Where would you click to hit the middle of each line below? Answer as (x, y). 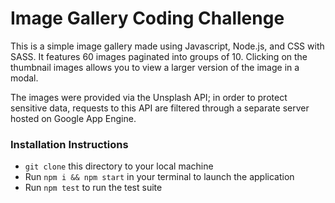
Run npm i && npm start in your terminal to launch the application (159, 177)
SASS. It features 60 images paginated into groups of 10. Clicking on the (159, 56)
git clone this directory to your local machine (119, 166)
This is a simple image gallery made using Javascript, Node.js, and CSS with (167, 46)
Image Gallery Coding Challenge (147, 18)
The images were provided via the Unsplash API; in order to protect (149, 97)
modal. (24, 78)
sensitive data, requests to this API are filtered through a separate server (160, 108)
